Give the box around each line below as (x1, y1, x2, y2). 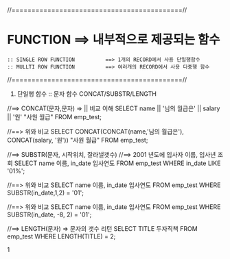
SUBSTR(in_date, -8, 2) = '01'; (7, 210, 92, 219)
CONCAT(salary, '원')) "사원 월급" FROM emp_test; (7, 136, 148, 144)
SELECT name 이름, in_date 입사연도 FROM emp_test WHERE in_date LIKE (14, 159, 221, 167)
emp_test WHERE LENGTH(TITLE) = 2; (7, 232, 116, 241)
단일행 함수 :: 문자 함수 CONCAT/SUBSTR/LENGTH (16, 89, 157, 98)
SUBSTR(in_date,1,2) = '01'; (7, 188, 84, 197)
